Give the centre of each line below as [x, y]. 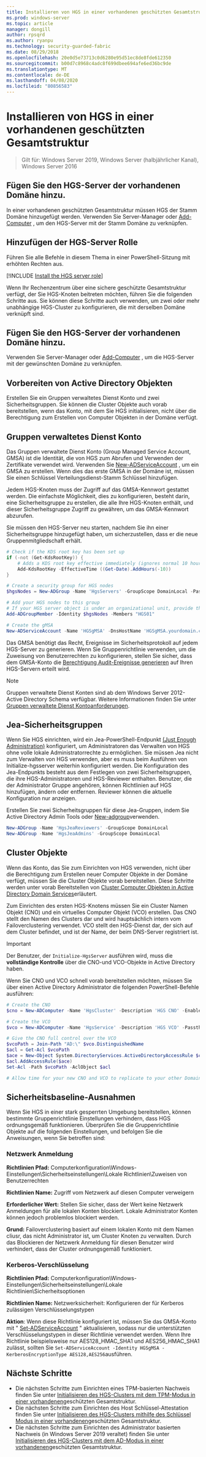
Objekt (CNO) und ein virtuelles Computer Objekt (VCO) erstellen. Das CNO [101, 912]
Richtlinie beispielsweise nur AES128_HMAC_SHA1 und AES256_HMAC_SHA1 [103, 1341]
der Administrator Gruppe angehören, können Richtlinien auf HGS [89, 785]
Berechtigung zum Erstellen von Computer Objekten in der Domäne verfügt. [102, 418]
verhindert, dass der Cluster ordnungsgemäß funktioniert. [79, 1249]
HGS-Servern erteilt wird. [38, 669]
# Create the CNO [29, 1005]
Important [19, 943]
